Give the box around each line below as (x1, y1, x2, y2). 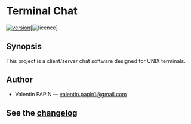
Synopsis (6, 41, 42, 52)
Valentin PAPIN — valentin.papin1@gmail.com (14, 90, 127, 98)
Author (6, 75, 33, 85)
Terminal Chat (6, 4, 78, 18)
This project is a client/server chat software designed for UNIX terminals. (6, 57, 186, 64)
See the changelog (6, 108, 78, 118)
